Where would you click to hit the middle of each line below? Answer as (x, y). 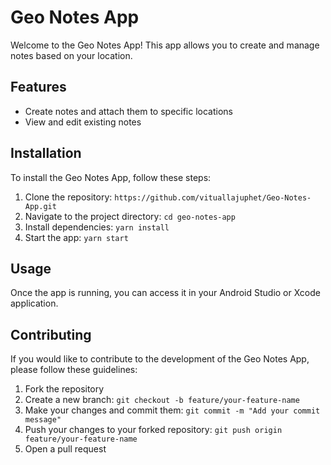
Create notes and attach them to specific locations (128, 111)
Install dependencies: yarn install (97, 227)
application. (34, 303)
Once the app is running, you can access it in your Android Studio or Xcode (165, 293)
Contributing (51, 334)
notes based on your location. (71, 55)
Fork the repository (64, 389)
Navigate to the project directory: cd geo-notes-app (130, 216)
